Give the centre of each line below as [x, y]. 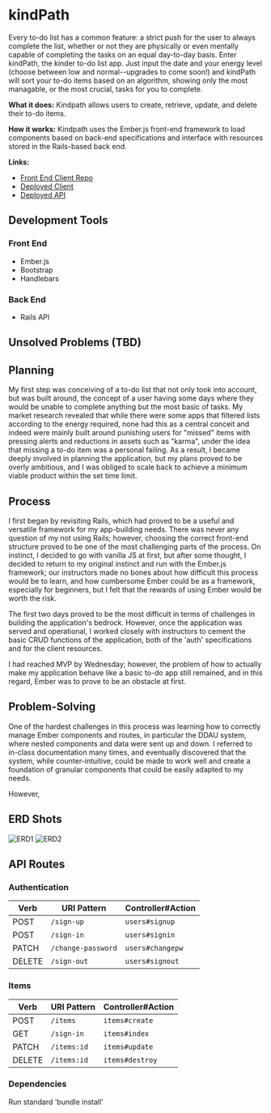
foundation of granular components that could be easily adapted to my [126, 769]
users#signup [150, 922]
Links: [19, 162]
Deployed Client [47, 186]
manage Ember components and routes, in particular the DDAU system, [127, 734]
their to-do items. [37, 113]
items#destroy [130, 1060]
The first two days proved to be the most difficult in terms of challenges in [132, 614]
